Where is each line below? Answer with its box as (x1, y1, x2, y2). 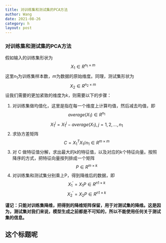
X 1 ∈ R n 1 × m (71, 63, 95, 70)
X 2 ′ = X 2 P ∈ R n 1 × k (67, 190, 106, 198)
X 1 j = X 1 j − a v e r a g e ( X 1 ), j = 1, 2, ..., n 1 (50, 120, 124, 129)
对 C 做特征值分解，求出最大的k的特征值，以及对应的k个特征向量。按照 (12, 149, 157, 155)
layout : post (5, 26, 32, 31)
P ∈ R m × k (76, 163, 98, 170)
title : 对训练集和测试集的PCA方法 (5, 7, 68, 12)
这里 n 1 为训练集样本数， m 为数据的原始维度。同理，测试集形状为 (5, 73, 134, 80)
